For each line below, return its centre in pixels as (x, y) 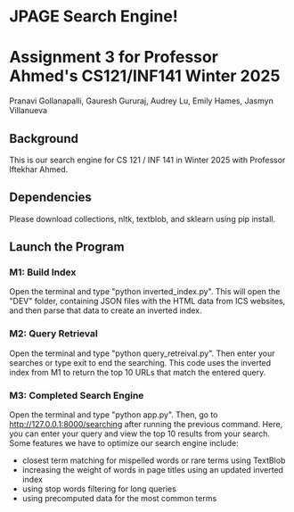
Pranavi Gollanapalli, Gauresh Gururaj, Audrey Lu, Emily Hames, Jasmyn (141, 101)
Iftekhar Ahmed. (39, 169)
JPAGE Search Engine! (94, 17)
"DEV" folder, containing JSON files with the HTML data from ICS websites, (147, 301)
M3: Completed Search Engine (77, 395)
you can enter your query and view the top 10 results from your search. (139, 434)
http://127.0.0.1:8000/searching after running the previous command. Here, (146, 425)
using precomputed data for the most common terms (119, 499)
